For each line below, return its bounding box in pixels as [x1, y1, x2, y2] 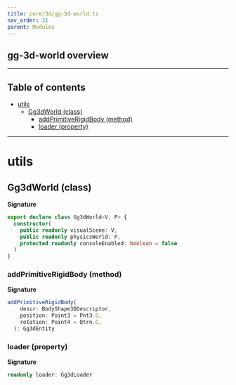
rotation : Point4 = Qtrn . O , [20, 319, 102, 326]
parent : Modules [7, 23, 55, 30]
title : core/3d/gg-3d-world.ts [7, 10, 99, 18]
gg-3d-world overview [7, 49, 109, 61]
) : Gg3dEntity [13, 325, 55, 332]
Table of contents [7, 81, 86, 93]
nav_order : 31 [7, 17, 49, 24]
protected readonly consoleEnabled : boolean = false [20, 240, 178, 247]
